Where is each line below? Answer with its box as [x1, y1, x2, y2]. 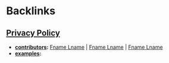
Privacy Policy [6, 28, 61, 38]
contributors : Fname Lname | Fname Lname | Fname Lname [14, 43, 163, 51]
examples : [14, 50, 42, 57]
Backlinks [6, 4, 56, 18]
